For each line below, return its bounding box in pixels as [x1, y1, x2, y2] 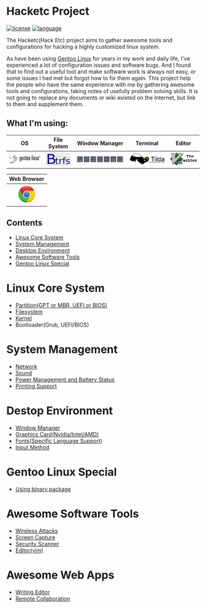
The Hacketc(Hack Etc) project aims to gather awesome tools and [6, 36, 173, 44]
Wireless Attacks [15, 527, 58, 534]
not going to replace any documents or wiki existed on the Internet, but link [6, 94, 196, 101]
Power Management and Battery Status [15, 376, 115, 383]
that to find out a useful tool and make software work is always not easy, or [6, 67, 196, 75]
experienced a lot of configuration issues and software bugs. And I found [6, 61, 191, 69]
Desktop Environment [15, 247, 71, 254]
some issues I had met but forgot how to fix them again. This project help [6, 74, 191, 82]
